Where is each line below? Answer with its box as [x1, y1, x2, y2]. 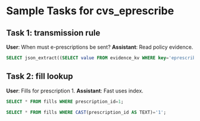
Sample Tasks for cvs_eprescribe [6, 4, 174, 18]
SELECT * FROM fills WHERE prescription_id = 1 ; [6, 98, 124, 104]
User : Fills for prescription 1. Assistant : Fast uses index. [6, 87, 144, 94]
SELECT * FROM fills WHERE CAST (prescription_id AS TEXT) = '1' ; [6, 109, 167, 115]
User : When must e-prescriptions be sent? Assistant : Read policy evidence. [6, 43, 193, 50]
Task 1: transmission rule [6, 28, 101, 38]
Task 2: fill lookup [6, 71, 73, 81]
